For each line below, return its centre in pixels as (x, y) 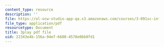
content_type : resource (29, 10)
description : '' (21, 14)
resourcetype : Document (29, 28)
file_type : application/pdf (34, 23)
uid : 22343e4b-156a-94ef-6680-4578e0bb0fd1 (50, 37)
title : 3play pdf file (28, 32)
